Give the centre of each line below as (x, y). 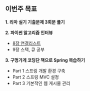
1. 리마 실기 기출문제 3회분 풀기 (35, 22)
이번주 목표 (21, 9)
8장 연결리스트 (26, 43)
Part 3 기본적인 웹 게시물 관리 (41, 83)
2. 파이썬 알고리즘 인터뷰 (29, 32)
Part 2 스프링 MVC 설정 (35, 77)
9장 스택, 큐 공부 (28, 49)
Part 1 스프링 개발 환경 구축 (39, 70)
